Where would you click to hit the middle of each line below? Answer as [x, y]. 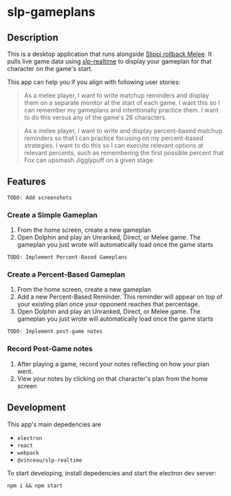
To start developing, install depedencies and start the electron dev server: [112, 473]
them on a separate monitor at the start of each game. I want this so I [122, 103]
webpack [28, 453]
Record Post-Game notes [50, 349]
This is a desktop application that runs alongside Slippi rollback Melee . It [110, 54]
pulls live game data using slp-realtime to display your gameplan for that [109, 61]
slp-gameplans [51, 12]
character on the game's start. [50, 69]
